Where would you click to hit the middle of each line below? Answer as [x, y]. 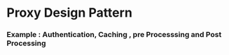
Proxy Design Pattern [69, 13]
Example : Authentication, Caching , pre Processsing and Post [114, 35]
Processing [26, 43]
